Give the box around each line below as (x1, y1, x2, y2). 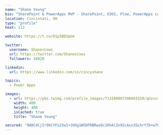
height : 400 (14, 105, 38, 110)
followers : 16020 (9, 56, 45, 61)
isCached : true (14, 110, 45, 115)
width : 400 (14, 101, 36, 105)
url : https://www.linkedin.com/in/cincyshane (9, 69, 103, 74)
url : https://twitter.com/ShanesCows (9, 51, 86, 56)
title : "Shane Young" (14, 114, 57, 119)
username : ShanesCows (9, 47, 53, 52)
